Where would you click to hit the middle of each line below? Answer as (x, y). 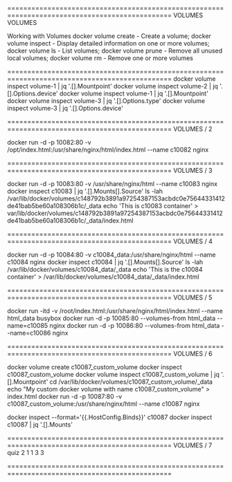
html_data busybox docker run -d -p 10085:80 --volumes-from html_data (111, 318)
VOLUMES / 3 (193, 170)
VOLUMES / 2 (193, 129)
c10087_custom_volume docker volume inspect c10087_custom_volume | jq (113, 374)
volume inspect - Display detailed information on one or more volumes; (108, 43)
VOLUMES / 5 (193, 297)
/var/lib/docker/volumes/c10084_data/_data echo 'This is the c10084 (105, 269)
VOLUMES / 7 (193, 445)
